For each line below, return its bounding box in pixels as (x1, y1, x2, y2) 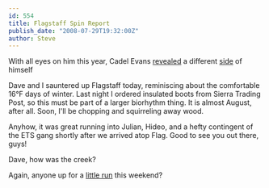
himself (8, 65, 34, 75)
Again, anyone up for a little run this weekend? (8, 170, 163, 180)
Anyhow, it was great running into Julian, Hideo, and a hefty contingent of (8, 122, 254, 132)
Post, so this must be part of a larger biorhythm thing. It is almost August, (8, 98, 252, 107)
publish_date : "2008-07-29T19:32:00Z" (8, 27, 139, 35)
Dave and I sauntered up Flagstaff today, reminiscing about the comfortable (8, 81, 260, 90)
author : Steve (8, 34, 57, 43)
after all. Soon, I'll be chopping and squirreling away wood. (8, 107, 204, 116)
